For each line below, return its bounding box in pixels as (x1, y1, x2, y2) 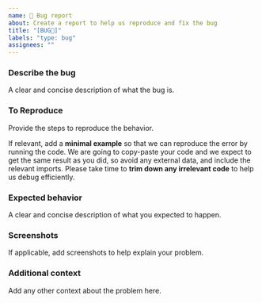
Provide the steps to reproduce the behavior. (8, 123, 154, 132)
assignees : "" (8, 41, 55, 49)
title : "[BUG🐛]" (8, 26, 62, 34)
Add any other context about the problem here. (8, 286, 162, 295)
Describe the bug (8, 67, 77, 79)
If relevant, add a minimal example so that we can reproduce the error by (8, 138, 248, 148)
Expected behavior (8, 192, 83, 203)
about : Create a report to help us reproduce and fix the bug (8, 19, 218, 27)
